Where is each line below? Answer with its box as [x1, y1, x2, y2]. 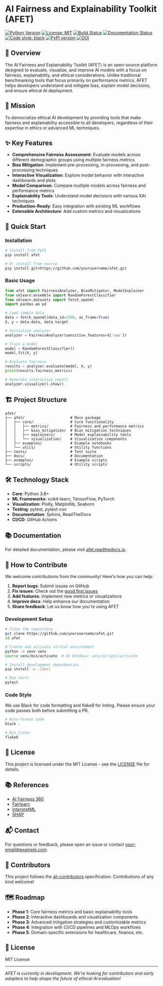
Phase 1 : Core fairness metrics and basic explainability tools [12, 908, 132, 915]
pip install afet [5, 252, 40, 258]
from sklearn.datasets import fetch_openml [5, 297, 95, 302]
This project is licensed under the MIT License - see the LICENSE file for [5, 761, 149, 767]
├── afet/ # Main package [5, 415, 101, 420]
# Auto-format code [5, 717, 45, 722]
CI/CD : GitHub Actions [12, 517, 57, 522]
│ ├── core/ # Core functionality [5, 420, 114, 424]
